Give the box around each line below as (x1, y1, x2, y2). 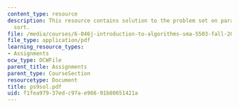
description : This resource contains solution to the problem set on (7, 17, 218, 24)
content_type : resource (7, 10, 78, 18)
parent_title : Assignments (7, 63, 87, 70)
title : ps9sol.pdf (7, 83, 62, 90)
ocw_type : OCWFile (7, 57, 62, 64)
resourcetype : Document (7, 76, 78, 84)
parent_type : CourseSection (7, 70, 91, 77)
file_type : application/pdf (7, 37, 91, 44)
